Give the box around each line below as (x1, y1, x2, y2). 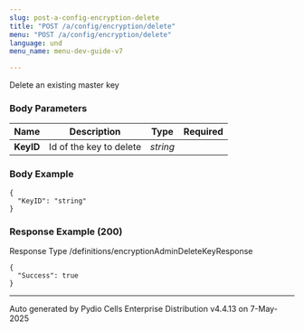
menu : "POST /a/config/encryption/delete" (9, 30, 172, 39)
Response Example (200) (9, 225, 123, 238)
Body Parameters (9, 102, 88, 115)
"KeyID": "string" (17, 196, 88, 205)
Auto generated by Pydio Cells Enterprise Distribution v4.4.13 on (9, 304, 249, 315)
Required (183, 126, 223, 138)
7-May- (250, 304, 279, 315)
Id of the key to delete (48, 141, 142, 154)
